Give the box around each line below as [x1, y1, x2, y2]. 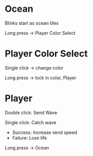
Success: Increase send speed [12, 129, 77, 136]
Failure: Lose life [12, 135, 47, 141]
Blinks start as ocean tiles [5, 20, 59, 26]
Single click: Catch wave [5, 119, 57, 125]
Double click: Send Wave [5, 109, 57, 116]
